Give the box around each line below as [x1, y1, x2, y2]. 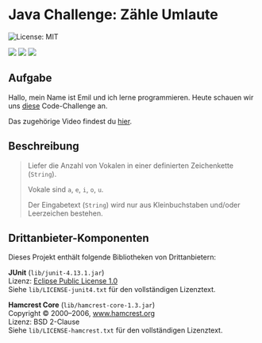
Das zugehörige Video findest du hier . [8, 116, 133, 126]
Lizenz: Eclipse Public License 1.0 [8, 276, 118, 286]
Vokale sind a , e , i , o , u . [27, 185, 104, 194]
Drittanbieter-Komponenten [8, 231, 149, 244]
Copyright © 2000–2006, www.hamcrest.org [8, 309, 156, 318]
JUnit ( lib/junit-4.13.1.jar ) [8, 268, 105, 278]
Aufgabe [8, 72, 52, 85]
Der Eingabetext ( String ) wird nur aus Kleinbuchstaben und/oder [27, 200, 241, 209]
